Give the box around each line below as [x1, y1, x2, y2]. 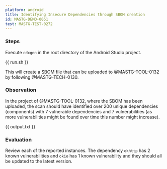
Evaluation [5, 136, 32, 143]
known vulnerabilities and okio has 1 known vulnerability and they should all [5, 153, 162, 159]
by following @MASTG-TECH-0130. [5, 74, 79, 80]
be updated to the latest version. [5, 158, 73, 164]
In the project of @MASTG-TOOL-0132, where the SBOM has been [5, 98, 143, 104]
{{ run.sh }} [5, 59, 29, 65]
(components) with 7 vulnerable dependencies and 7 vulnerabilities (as [5, 108, 152, 114]
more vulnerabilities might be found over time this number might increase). [5, 114, 160, 120]
